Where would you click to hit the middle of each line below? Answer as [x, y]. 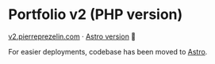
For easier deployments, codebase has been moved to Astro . [108, 51]
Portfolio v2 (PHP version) [96, 15]
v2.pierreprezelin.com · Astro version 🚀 [72, 36]
